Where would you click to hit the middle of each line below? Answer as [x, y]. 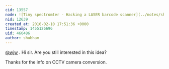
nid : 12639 [17, 19]
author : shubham [22, 38]
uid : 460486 [18, 33]
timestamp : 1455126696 [29, 29]
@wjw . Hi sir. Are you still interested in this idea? [56, 52]
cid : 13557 [17, 10]
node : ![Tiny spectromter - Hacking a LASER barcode [62, 15]
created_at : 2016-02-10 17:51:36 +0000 [47, 24]
